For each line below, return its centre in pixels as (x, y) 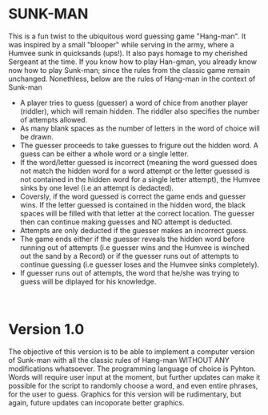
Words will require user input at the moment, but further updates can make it (134, 377)
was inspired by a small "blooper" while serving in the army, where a (121, 44)
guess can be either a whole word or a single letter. (104, 154)
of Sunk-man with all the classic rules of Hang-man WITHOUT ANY (119, 360)
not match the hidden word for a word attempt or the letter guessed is (135, 171)
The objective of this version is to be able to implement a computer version (132, 351)
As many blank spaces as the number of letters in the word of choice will (140, 128)
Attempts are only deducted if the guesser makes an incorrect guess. (134, 230)
